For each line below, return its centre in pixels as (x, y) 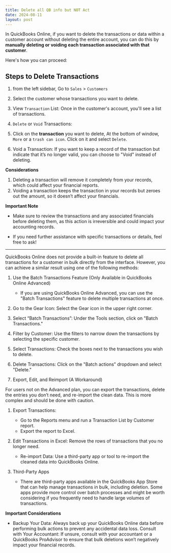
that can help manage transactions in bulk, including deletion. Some (91, 487)
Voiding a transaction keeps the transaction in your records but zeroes (86, 191)
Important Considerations (33, 513)
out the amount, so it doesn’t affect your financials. (66, 196)
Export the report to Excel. (48, 431)
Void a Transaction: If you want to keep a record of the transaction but (86, 149)
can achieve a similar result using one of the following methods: (72, 268)
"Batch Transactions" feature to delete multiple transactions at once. (92, 298)
